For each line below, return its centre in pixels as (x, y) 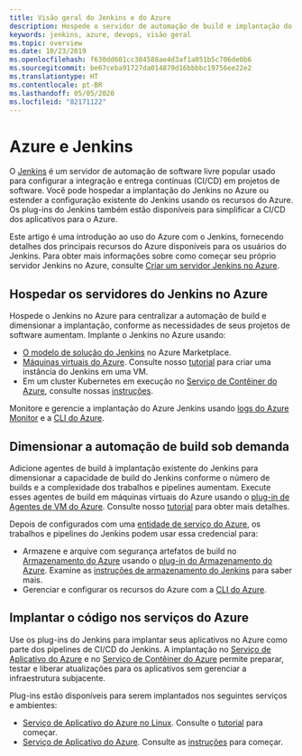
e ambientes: (33, 705)
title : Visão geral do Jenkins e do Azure (90, 18)
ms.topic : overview (46, 43)
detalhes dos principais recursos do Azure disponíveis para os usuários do (148, 247)
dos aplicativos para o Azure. (64, 219)
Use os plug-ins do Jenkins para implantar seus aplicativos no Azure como (149, 639)
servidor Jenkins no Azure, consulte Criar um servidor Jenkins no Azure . (145, 266)
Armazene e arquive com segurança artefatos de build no (129, 551)
